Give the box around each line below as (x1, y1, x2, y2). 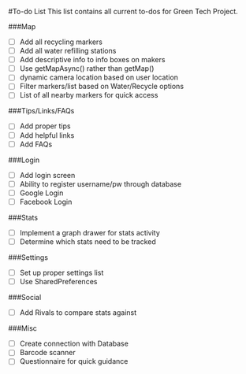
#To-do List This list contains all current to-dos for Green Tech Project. (8, 7, 238, 16)
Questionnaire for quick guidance (19, 357, 129, 366)
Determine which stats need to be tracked (19, 236, 156, 246)
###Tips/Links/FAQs (8, 106, 75, 116)
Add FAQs (19, 139, 53, 149)
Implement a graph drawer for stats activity (19, 228, 160, 237)
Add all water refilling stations (19, 46, 117, 56)
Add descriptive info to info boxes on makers (19, 55, 166, 65)
